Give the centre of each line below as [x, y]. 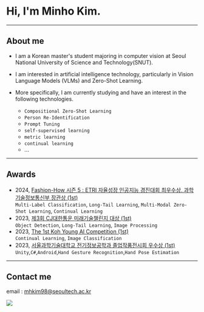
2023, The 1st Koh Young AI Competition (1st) [72, 231]
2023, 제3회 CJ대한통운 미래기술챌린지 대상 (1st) [73, 218]
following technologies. [44, 99]
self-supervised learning [57, 130]
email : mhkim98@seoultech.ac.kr [49, 291]
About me [25, 41]
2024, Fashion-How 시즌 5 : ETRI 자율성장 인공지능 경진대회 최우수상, [99, 190]
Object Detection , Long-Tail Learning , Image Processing [86, 225]
